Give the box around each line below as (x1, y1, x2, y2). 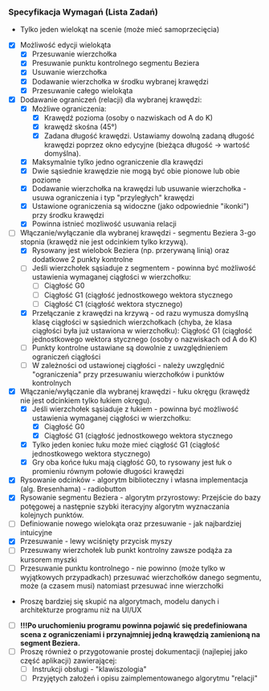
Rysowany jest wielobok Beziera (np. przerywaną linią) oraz (31, 246, 230, 256)
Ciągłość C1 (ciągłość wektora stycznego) (43, 299, 183, 309)
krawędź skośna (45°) (43, 121, 118, 131)
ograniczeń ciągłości (31, 352, 101, 362)
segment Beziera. (19, 638, 80, 648)
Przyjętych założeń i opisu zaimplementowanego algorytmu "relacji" (31, 673, 259, 683)
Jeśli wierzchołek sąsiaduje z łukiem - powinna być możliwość (31, 404, 239, 414)
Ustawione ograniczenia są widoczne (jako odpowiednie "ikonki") (31, 202, 250, 211)
